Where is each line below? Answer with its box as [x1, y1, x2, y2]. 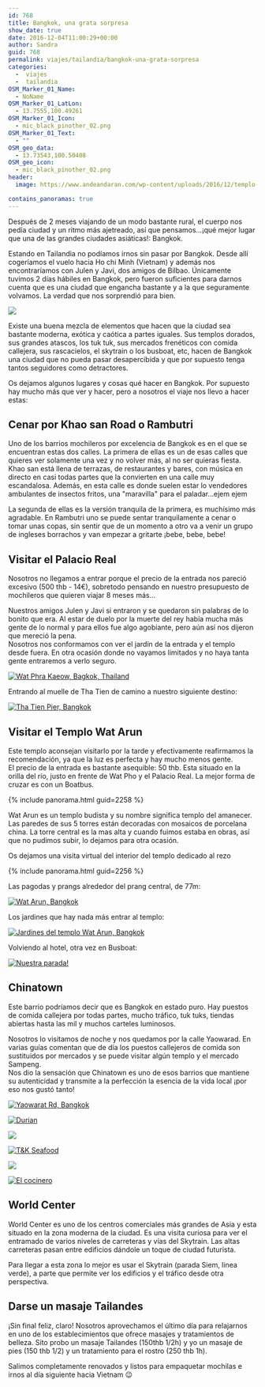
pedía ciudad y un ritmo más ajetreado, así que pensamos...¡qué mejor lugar [8, 225, 256, 234]
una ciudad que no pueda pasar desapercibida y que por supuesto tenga [8, 354, 245, 364]
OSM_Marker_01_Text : [8, 129, 77, 137]
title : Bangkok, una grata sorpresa [8, 19, 129, 27]
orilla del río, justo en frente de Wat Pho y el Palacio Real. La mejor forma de [8, 772, 256, 781]
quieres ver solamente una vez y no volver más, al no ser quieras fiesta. [8, 455, 242, 465]
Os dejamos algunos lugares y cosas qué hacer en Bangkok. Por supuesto [8, 378, 250, 387]
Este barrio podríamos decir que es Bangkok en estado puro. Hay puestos [8, 1002, 248, 1011]
